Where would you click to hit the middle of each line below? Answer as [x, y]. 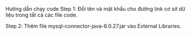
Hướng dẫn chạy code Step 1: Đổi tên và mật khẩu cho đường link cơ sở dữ [95, 9]
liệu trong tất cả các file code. [42, 15]
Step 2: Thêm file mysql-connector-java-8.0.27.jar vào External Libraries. [93, 26]
